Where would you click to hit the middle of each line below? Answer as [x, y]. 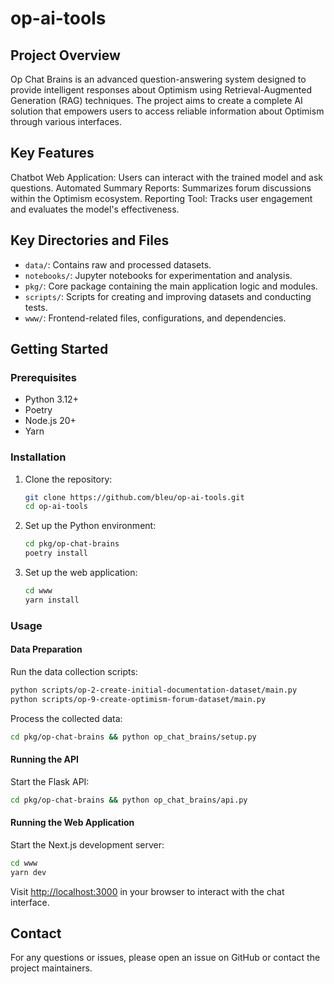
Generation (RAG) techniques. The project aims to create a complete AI [156, 100]
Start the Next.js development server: [87, 844]
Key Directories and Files [90, 240]
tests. [36, 307]
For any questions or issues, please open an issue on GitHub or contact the [165, 958]
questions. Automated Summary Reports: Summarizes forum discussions [161, 188]
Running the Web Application [72, 823]
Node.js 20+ [50, 421]
